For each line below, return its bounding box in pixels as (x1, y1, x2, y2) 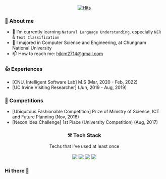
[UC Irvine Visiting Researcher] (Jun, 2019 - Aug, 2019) (12, 84, 127, 91)
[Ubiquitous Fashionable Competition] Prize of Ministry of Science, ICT (12, 108, 159, 114)
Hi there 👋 (5, 167, 30, 174)
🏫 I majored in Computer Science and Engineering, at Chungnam (12, 39, 147, 46)
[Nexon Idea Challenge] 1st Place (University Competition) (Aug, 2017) (12, 119, 158, 125)
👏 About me (5, 17, 34, 24)
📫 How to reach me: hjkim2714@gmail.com (12, 51, 103, 57)
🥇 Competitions (5, 97, 43, 104)
